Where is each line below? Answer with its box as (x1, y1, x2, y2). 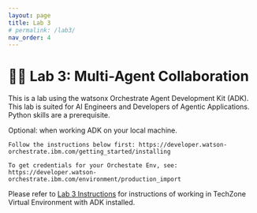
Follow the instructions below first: (8, 141, 136, 149)
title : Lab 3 (8, 19, 51, 27)
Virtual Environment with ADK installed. (8, 198, 136, 207)
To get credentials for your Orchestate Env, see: (8, 162, 178, 170)
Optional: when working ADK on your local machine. (8, 125, 177, 135)
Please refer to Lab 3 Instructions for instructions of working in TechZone (8, 189, 247, 199)
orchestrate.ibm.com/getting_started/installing (8, 148, 171, 156)
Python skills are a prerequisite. (8, 110, 110, 120)
